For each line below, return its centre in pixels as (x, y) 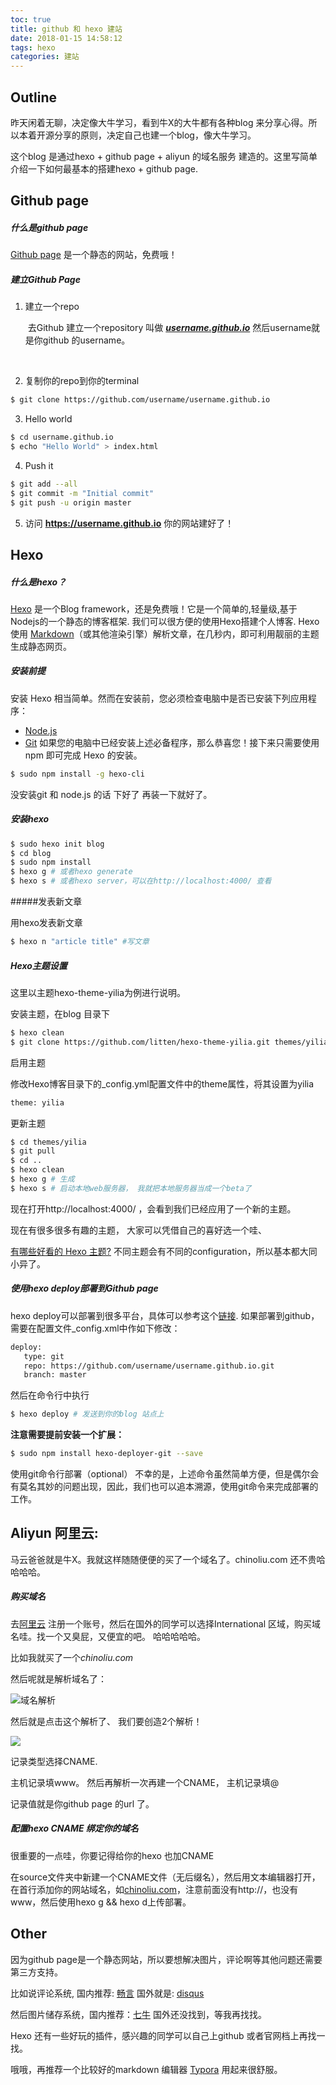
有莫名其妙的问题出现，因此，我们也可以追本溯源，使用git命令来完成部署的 (164, 1486)
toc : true (31, 19)
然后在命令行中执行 (50, 1395)
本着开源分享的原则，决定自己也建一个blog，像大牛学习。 (137, 135)
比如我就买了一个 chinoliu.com (72, 1657)
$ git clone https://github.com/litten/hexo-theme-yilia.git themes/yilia (169, 1042)
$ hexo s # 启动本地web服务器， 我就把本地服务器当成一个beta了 (131, 1188)
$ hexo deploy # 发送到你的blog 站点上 (87, 1414)
